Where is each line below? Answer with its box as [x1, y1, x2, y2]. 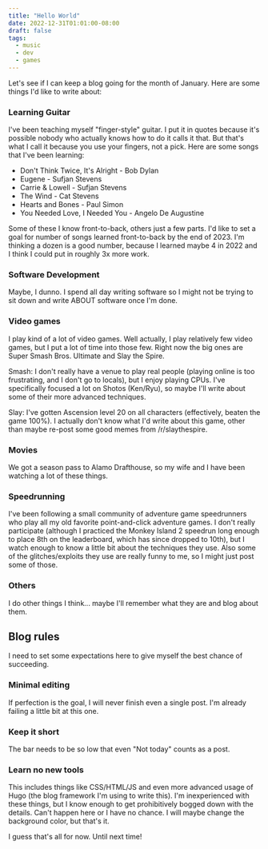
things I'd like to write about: [8, 86, 102, 96]
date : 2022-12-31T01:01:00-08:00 [8, 19, 120, 27]
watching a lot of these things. [8, 471, 108, 480]
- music [15, 42, 42, 50]
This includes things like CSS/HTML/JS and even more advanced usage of [8, 783, 254, 792]
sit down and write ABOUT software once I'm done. [8, 296, 178, 305]
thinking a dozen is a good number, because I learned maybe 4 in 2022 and [8, 241, 258, 250]
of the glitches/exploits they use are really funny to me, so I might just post [8, 552, 254, 561]
